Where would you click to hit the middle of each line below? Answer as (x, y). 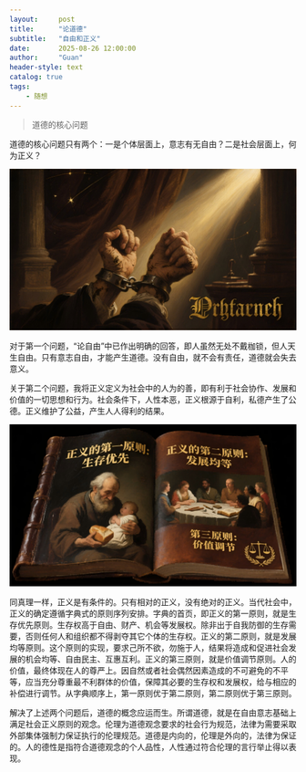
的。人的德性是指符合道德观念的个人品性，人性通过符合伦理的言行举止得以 (149, 746)
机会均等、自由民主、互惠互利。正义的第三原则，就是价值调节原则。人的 (161, 659)
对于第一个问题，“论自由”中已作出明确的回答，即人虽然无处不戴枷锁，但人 (149, 346)
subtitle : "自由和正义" (55, 38)
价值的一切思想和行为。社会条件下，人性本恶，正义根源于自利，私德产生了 (149, 400)
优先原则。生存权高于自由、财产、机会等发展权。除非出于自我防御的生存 (153, 624)
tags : (20, 87)
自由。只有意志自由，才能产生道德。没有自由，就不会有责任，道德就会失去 (157, 358)
